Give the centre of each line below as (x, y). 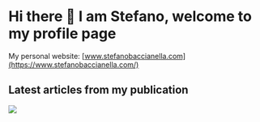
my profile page (62, 34)
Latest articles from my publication (98, 90)
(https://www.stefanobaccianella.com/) (74, 65)
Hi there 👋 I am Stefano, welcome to (130, 17)
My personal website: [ (47, 56)
